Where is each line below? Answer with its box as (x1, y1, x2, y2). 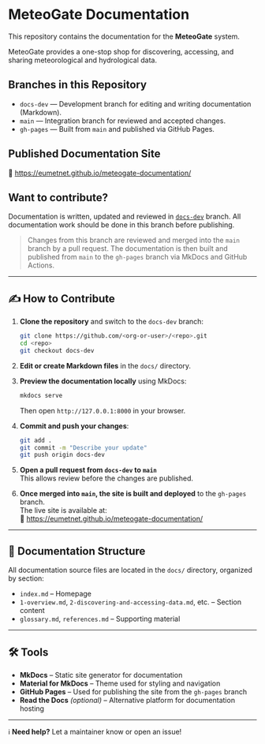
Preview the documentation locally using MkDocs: (19, 376, 187, 386)
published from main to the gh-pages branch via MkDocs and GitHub (27, 252, 248, 262)
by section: (8, 574, 45, 583)
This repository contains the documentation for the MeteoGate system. (8, 32, 241, 41)
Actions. (27, 260, 55, 270)
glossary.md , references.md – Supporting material (19, 614, 181, 624)
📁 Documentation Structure (8, 544, 146, 558)
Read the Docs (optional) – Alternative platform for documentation (19, 695, 235, 705)
